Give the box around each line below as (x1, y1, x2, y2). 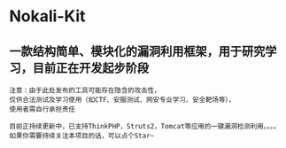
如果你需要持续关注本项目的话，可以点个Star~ (9, 131, 155, 140)
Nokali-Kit (9, 6, 86, 27)
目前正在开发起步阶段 (32, 60, 149, 75)
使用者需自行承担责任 (9, 105, 75, 113)
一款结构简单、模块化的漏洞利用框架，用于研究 (9, 43, 266, 58)
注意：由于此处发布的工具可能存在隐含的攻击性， (9, 86, 161, 95)
